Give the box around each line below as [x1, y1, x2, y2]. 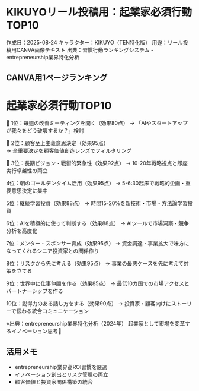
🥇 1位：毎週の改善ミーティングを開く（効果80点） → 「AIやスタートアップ [6, 119, 188, 127]
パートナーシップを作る [6, 288, 63, 295]
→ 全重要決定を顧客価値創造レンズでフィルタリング [6, 147, 132, 154]
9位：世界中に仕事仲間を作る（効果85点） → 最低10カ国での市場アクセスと [6, 280, 190, 287]
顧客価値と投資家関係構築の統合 [14, 379, 93, 386]
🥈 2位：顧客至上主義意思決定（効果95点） [6, 140, 109, 147]
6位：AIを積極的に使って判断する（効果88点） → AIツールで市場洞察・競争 [6, 220, 190, 227]
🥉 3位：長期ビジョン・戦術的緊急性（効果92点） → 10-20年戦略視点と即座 [6, 160, 188, 167]
